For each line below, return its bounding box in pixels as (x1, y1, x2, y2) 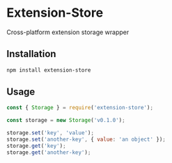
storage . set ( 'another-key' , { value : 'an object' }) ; (6, 136, 166, 143)
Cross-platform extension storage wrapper (6, 28, 130, 36)
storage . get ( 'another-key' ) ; (6, 148, 91, 156)
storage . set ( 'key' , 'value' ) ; (6, 130, 95, 137)
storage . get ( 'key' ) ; (6, 142, 67, 149)
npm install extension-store (6, 66, 91, 74)
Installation (6, 48, 56, 60)
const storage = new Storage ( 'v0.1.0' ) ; (6, 117, 126, 124)
